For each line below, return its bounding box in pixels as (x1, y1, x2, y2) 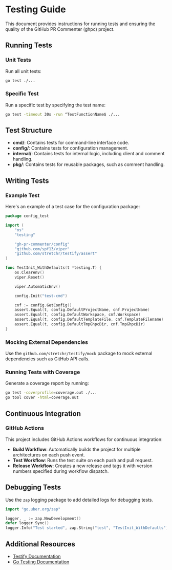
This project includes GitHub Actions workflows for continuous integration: (5, 436, 163, 443)
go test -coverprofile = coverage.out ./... (5, 390, 97, 395)
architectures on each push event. (12, 451, 85, 458)
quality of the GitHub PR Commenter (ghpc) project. (5, 26, 115, 32)
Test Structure (5, 126, 53, 135)
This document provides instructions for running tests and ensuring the (5, 21, 156, 27)
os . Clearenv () (14, 270, 45, 275)
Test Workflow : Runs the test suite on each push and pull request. (12, 457, 153, 463)
